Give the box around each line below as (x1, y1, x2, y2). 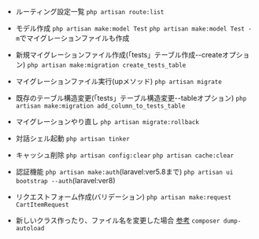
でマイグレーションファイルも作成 (19, 34, 130, 42)
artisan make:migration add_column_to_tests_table (15, 102, 186, 110)
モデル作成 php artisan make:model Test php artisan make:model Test (15, 24, 246, 33)
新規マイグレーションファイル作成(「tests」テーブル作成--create (15, 50, 223, 59)
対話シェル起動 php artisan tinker (15, 134, 130, 143)
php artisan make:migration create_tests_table (27, 61, 187, 69)
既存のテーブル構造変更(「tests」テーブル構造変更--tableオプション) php (15, 94, 247, 102)
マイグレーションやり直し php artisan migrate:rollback (15, 117, 199, 126)
